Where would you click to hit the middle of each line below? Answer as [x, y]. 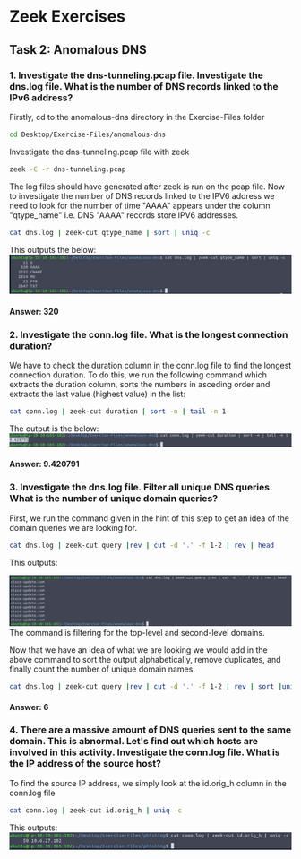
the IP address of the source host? [85, 764]
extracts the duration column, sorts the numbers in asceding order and [140, 385]
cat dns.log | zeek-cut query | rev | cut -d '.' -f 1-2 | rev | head [142, 545]
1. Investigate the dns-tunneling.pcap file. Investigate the [137, 75]
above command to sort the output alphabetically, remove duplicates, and [145, 660]
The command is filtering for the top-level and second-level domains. [138, 633]
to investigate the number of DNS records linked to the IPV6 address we [142, 195]
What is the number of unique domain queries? [113, 499]
